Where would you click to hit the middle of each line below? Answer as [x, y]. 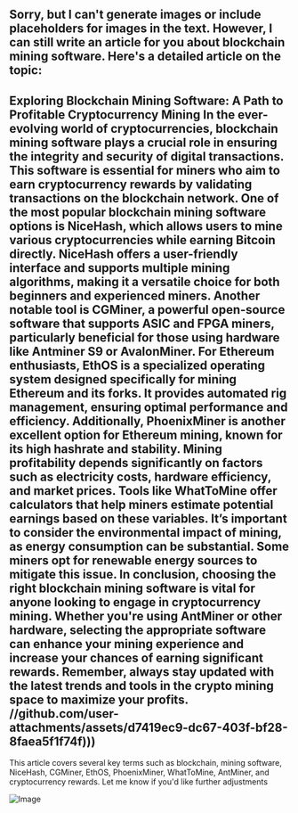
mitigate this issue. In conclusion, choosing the [143, 574]
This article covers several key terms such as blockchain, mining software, [146, 763]
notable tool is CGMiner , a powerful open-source [147, 310]
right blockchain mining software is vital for [132, 588]
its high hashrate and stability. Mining [116, 449]
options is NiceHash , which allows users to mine [146, 226]
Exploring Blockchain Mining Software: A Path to [146, 100]
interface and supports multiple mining [120, 268]
